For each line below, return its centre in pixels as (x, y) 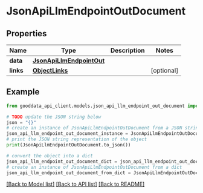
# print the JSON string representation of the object (77, 139)
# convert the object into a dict (50, 155)
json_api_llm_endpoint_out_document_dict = (62, 162)
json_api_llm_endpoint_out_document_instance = (67, 134)
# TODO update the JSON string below (54, 117)
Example (23, 92)
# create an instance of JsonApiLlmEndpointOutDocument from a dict (94, 167)
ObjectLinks (50, 70)
